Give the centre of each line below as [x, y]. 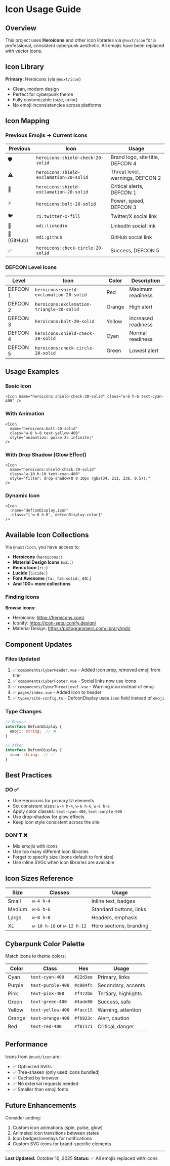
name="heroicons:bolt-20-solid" [44, 429]
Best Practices [29, 775]
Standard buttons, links [119, 909]
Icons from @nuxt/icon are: [33, 1057]
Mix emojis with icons [35, 846]
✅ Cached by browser [36, 1078]
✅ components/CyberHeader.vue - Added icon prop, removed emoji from [87, 670]
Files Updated [23, 658]
